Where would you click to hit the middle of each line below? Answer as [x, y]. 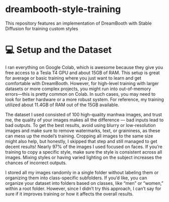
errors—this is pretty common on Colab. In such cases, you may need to [80, 94]
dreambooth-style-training [63, 9]
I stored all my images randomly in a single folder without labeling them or [82, 172]
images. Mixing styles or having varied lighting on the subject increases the [84, 157]
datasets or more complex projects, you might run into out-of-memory [78, 89]
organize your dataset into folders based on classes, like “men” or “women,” [84, 183]
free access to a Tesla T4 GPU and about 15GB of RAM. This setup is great [82, 73]
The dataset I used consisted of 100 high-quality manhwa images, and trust [84, 114]
